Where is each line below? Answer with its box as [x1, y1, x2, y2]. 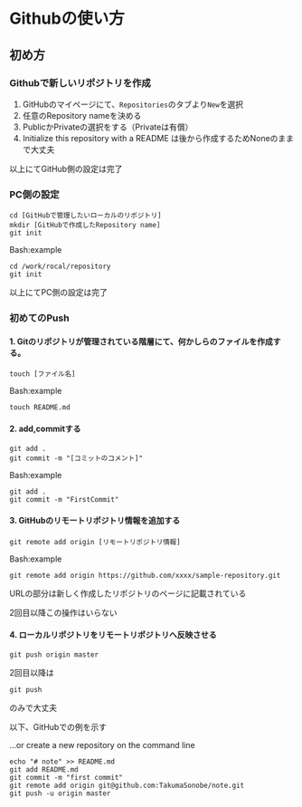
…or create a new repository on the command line [9, 739, 196, 750]
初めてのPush [9, 312, 70, 324]
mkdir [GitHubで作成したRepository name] [9, 221, 161, 230]
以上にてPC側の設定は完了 [9, 287, 109, 298]
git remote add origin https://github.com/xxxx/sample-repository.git [9, 571, 281, 580]
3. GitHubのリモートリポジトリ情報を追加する [9, 515, 181, 526]
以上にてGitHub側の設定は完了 [9, 163, 123, 174]
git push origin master [9, 649, 99, 659]
